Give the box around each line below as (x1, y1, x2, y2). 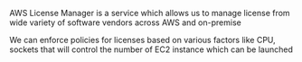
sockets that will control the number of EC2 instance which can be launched (9, 44, 294, 55)
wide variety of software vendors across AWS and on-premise (9, 17, 241, 28)
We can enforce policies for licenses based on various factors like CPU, (9, 35, 276, 45)
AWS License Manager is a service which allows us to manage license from (9, 8, 291, 18)
